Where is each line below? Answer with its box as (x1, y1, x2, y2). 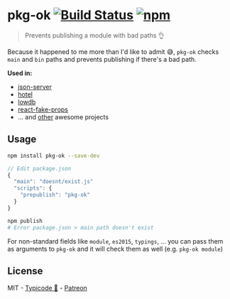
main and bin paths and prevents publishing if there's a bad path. (7, 55, 197, 63)
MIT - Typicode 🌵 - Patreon (7, 284, 87, 293)
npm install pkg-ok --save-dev (7, 152, 100, 159)
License (7, 265, 43, 277)
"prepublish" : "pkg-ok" (20, 192, 91, 199)
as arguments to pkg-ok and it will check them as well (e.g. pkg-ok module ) (7, 244, 224, 253)
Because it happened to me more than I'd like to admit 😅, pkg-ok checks (7, 47, 219, 56)
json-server (17, 82, 52, 91)
